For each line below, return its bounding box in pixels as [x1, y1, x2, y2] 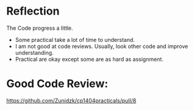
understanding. [15, 49, 54, 56]
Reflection [6, 4, 60, 18]
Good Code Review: [6, 77, 109, 91]
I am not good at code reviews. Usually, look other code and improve [15, 43, 189, 50]
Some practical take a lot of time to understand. [15, 36, 135, 43]
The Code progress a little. [6, 24, 73, 32]
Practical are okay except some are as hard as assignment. [15, 55, 163, 63]
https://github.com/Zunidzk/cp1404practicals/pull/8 [6, 97, 137, 104]
